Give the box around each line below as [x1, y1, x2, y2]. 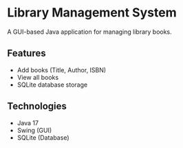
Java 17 [17, 118, 39, 127]
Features [7, 47, 46, 59]
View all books [17, 73, 59, 81]
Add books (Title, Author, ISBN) [17, 65, 107, 74]
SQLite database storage [17, 81, 88, 89]
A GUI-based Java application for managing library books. [7, 28, 172, 36]
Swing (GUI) [17, 126, 52, 134]
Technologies [7, 101, 67, 112]
